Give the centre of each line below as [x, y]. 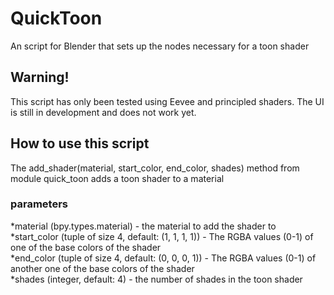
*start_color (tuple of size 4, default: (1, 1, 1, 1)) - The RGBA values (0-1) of [162, 236]
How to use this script [80, 143]
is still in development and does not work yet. [103, 112]
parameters [39, 204]
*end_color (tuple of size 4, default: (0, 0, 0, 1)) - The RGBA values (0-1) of [163, 258]
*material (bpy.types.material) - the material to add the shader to [143, 226]
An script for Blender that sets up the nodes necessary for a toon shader [160, 46]
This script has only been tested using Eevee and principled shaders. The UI [167, 101]
